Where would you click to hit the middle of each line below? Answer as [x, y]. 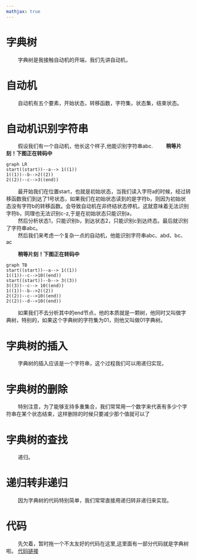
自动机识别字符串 [47, 129]
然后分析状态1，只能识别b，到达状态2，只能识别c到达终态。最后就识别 [103, 221]
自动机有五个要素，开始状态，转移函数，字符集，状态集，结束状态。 [100, 103]
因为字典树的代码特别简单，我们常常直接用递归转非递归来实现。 [94, 500]
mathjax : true [23, 11]
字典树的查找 [37, 440]
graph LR [17, 165]
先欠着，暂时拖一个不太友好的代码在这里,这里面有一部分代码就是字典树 [103, 544]
